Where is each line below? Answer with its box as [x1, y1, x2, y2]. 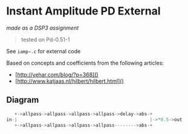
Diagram [6, 95, 39, 105]
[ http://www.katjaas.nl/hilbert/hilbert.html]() [15, 77, 124, 85]
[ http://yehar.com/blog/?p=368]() [15, 71, 99, 78]
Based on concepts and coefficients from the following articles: [6, 59, 164, 66]
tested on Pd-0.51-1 [21, 36, 70, 43]
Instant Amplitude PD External [6, 4, 161, 18]
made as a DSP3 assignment [6, 24, 79, 31]
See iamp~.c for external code [6, 47, 81, 55]
